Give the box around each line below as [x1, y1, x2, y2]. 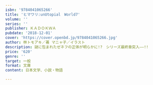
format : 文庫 [5, 63, 31, 68]
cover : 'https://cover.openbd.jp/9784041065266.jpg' [5, 35, 118, 40]
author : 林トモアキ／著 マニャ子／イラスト [5, 40, 85, 45]
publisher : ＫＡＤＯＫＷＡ [5, 26, 57, 31]
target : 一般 [5, 58, 31, 63]
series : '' [5, 21, 28, 26]
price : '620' [5, 49, 33, 54]
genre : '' [5, 53, 26, 59]
